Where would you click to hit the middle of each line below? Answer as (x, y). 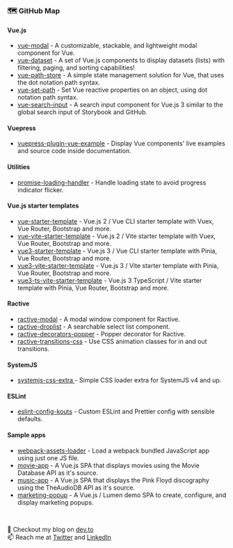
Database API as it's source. (58, 473)
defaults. (30, 419)
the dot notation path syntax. (59, 83)
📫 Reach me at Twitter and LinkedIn (59, 537)
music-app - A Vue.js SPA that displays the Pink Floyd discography (113, 480)
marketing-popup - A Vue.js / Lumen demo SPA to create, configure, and (122, 495)
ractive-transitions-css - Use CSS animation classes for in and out (112, 341)
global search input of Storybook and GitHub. (82, 112)
